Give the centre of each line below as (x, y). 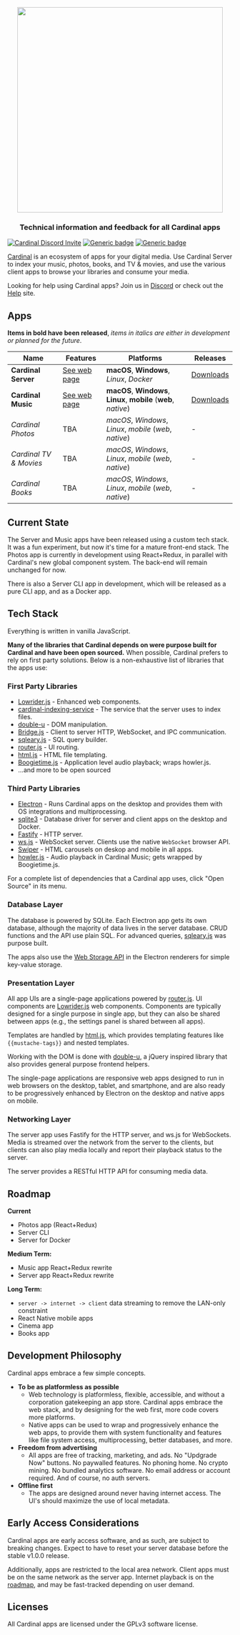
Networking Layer (39, 1119)
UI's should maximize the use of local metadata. (99, 1501)
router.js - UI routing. (49, 747)
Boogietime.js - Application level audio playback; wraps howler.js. (114, 762)
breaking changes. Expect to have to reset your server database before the (118, 1548)
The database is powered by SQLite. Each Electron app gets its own (107, 920)
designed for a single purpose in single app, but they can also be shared (114, 1014)
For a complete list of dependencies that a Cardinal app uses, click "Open (116, 879)
